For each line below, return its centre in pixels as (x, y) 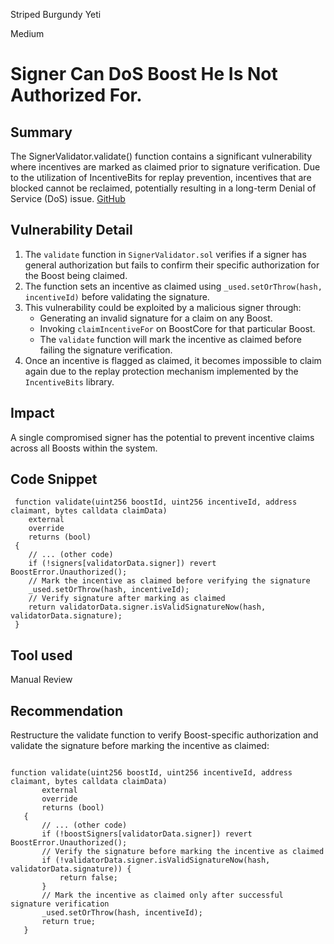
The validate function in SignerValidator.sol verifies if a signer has (165, 254)
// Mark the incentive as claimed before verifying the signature (169, 581)
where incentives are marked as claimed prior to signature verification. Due (165, 167)
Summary (41, 132)
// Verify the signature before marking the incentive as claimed (183, 852)
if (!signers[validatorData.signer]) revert (122, 564)
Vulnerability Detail (71, 230)
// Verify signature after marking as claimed (127, 599)
